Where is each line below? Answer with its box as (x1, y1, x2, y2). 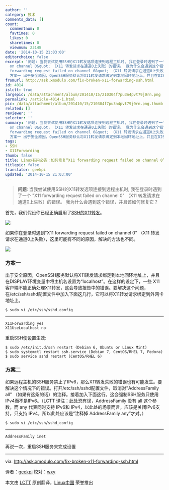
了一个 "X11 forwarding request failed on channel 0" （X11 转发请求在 (17, 192, 160, 199)
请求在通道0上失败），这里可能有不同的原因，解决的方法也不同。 (5, 236, 138, 242)
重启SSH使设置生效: (5, 334, 47, 341)
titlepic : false (5, 162, 39, 167)
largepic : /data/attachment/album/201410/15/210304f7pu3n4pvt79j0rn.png (5, 92, 161, 97)
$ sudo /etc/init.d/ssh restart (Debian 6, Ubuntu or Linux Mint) (5, 345, 147, 350)
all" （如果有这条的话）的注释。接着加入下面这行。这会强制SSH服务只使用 (5, 391, 159, 397)
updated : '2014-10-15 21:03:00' (5, 172, 73, 177)
